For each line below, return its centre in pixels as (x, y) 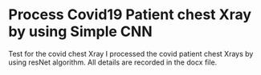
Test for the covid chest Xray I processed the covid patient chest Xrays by (131, 53)
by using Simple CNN (80, 32)
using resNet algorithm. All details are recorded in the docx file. (113, 62)
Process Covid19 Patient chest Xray (130, 15)
